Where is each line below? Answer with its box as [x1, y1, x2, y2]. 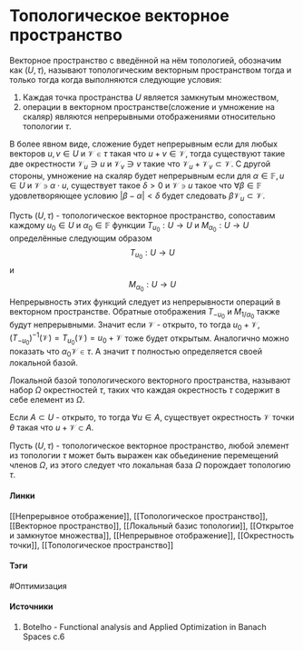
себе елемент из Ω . [9, 395, 85, 406]
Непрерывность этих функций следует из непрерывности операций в [9, 296, 281, 307]
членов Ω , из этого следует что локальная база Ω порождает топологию [9, 460, 291, 471]
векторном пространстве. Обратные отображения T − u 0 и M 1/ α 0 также [9, 305, 280, 321]
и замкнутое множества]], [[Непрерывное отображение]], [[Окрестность [9, 529, 295, 541]
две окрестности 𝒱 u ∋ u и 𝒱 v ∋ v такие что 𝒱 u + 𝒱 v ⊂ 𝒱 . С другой [9, 158, 271, 171]
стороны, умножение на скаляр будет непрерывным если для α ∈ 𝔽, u [9, 170, 285, 181]
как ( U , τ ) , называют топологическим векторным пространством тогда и [9, 65, 292, 75]
